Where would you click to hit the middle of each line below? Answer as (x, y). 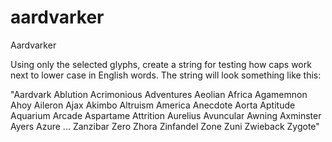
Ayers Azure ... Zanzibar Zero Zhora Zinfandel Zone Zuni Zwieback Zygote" (165, 126)
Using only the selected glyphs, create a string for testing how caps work (161, 64)
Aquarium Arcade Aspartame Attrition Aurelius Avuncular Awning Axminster (166, 115)
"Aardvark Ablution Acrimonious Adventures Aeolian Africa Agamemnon (159, 94)
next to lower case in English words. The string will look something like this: (166, 75)
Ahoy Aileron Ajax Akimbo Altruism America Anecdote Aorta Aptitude (153, 105)
